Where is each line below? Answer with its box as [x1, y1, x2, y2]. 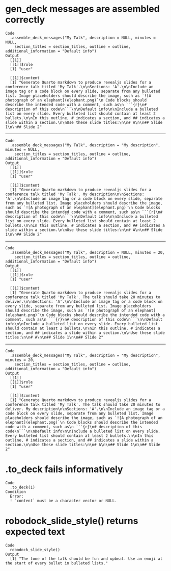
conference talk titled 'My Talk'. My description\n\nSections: [5, 192, 145, 197]
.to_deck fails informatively [5, 463, 123, 475]
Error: [10, 494, 24, 499]
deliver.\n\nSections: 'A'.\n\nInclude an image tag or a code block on [5, 299, 163, 304]
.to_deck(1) [10, 485, 36, 490]
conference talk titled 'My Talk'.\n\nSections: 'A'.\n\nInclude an [5, 84, 154, 89]
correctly [5, 14, 45, 25]
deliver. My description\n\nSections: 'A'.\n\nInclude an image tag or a [5, 406, 165, 411]
